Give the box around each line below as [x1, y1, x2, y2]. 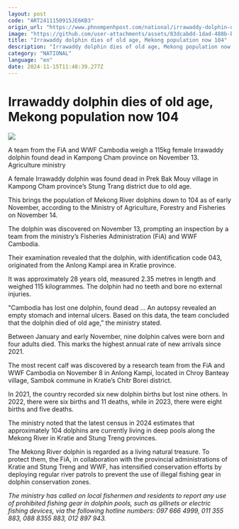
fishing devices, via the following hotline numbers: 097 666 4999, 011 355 [8, 506, 224, 515]
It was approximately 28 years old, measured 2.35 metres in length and [8, 274, 216, 283]
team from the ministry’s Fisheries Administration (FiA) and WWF [8, 232, 198, 240]
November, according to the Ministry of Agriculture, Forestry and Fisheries [8, 203, 226, 211]
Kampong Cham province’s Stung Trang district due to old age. [8, 182, 192, 190]
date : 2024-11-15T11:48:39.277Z [8, 63, 104, 70]
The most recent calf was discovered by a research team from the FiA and [8, 361, 226, 369]
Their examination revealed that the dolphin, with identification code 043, [8, 253, 223, 262]
